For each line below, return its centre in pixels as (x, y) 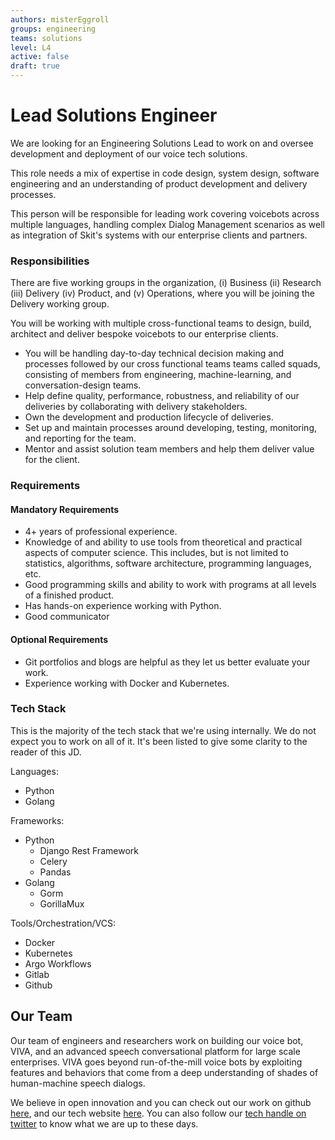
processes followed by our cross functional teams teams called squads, (172, 364)
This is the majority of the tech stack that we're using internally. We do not (163, 730)
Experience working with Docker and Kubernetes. (127, 683)
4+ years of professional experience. (101, 532)
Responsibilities (50, 261)
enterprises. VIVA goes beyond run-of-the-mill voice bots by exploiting (156, 1062)
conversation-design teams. (83, 385)
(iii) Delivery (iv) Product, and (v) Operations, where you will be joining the (162, 293)
